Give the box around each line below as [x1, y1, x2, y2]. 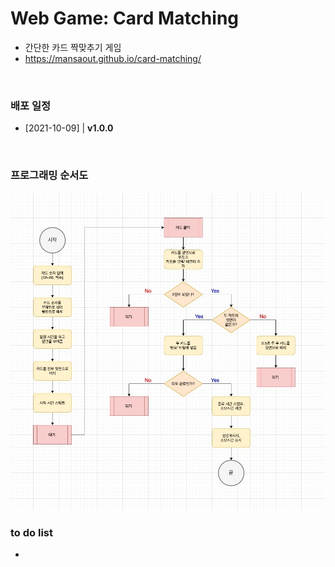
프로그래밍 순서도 [10, 168, 89, 182]
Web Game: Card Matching [10, 7, 240, 30]
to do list [10, 526, 53, 540]
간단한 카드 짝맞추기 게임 [24, 41, 122, 53]
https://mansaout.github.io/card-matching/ [24, 52, 202, 64]
